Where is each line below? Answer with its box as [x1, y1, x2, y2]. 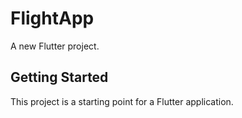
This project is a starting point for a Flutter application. [10, 95, 234, 107]
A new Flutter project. [10, 40, 100, 52]
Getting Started [10, 69, 109, 86]
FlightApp [10, 7, 95, 30]
